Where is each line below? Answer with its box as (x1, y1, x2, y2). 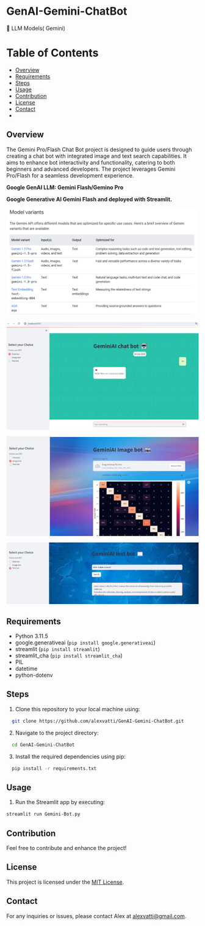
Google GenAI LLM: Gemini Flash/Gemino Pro (6, 184, 124, 191)
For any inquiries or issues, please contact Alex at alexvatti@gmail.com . (6, 912, 187, 919)
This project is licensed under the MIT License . (6, 878, 124, 886)
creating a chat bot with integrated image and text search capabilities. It (6, 152, 187, 160)
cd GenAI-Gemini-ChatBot (12, 742, 75, 748)
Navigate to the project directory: (15, 729, 99, 736)
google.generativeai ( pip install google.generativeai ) (15, 638, 156, 646)
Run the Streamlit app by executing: (15, 799, 106, 806)
